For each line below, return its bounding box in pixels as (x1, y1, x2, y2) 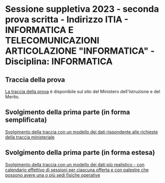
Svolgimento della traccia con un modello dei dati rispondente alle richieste (5, 129, 158, 135)
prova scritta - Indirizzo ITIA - (5, 14, 128, 25)
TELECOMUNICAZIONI (5, 35, 100, 46)
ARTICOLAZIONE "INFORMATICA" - (5, 45, 155, 57)
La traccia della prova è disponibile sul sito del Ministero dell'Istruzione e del (5, 89, 161, 94)
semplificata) (5, 116, 47, 124)
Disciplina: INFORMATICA (5, 56, 113, 67)
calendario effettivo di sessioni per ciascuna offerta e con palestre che (5, 167, 149, 173)
